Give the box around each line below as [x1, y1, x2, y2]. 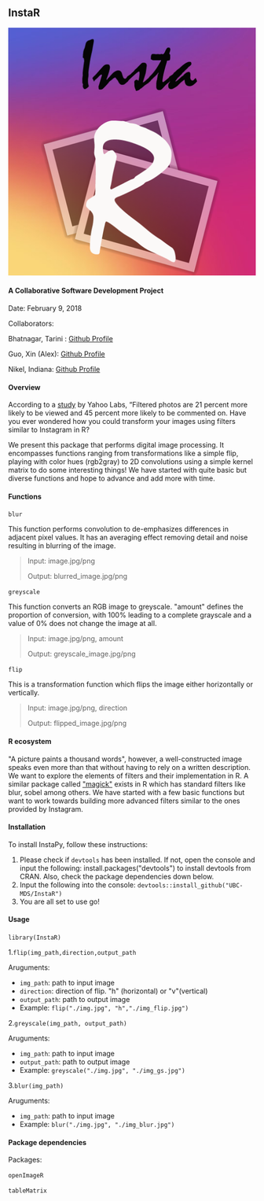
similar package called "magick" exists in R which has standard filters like [8, 779, 246, 789]
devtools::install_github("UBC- [137, 881, 244, 890]
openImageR [8, 1172, 44, 1180]
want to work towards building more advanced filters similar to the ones [8, 796, 240, 805]
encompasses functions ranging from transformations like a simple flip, [8, 448, 239, 459]
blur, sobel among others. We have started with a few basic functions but [8, 787, 245, 797]
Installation [8, 822, 46, 832]
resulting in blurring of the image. [8, 541, 116, 551]
